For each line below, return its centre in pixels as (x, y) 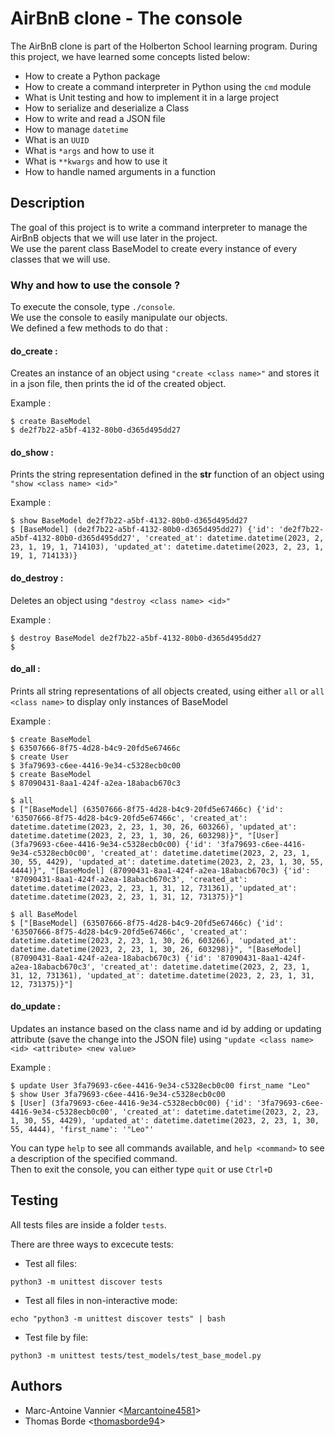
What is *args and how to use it (89, 150)
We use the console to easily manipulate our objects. (119, 318)
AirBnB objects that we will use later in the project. (114, 238)
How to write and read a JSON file (95, 118)
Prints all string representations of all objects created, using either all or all (167, 691)
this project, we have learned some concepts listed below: (130, 56)
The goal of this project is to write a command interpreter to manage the (159, 227)
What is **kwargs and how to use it (96, 161)
